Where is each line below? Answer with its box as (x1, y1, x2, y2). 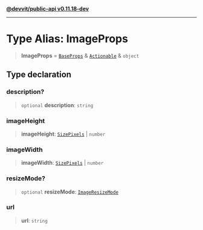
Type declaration (6, 70, 71, 80)
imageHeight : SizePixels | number (21, 130, 106, 137)
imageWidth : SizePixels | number (21, 159, 104, 166)
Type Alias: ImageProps (6, 32, 129, 46)
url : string (21, 217, 48, 224)
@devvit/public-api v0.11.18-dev (6, 5, 89, 12)
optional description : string (21, 101, 94, 108)
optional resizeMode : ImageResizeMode (21, 188, 119, 195)
